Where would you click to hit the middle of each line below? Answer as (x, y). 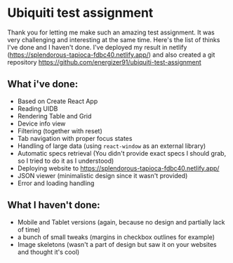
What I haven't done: (54, 205)
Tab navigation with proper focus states (75, 138)
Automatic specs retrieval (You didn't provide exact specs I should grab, (122, 153)
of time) (29, 229)
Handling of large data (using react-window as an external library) (112, 146)
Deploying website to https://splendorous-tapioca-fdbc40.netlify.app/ (118, 168)
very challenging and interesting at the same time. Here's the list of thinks (114, 39)
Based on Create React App (58, 101)
